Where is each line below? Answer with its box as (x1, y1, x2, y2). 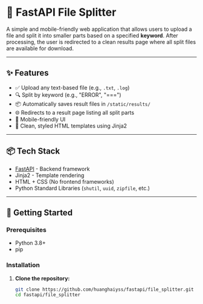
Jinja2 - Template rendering (14, 172, 85, 179)
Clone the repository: (14, 274, 70, 282)
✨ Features (6, 68, 49, 78)
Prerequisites (6, 225, 47, 234)
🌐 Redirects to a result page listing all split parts (14, 109, 135, 116)
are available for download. (6, 45, 74, 52)
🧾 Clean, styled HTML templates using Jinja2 (14, 122, 127, 129)
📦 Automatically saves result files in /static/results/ (14, 100, 151, 108)
